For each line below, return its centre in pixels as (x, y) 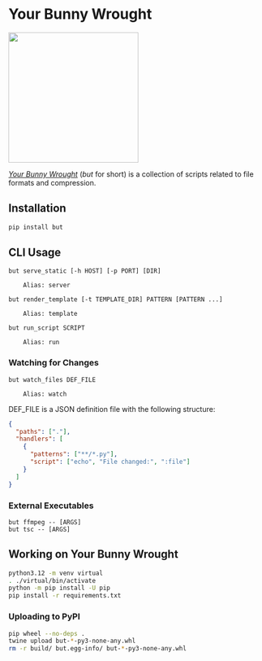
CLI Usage (35, 253)
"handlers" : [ (39, 439)
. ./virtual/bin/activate (52, 580)
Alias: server (47, 286)
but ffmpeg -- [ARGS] (45, 522)
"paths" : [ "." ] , (43, 431)
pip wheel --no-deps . (47, 633)
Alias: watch (45, 394)
